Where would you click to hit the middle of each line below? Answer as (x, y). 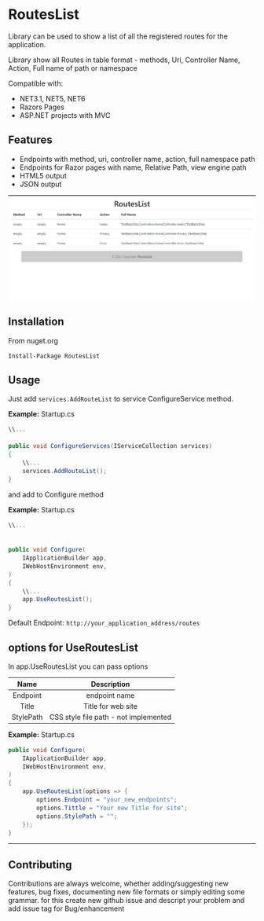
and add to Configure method (56, 494)
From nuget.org (33, 340)
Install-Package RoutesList (54, 356)
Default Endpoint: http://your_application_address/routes (104, 623)
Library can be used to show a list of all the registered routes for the (118, 36)
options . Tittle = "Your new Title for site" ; (112, 808)
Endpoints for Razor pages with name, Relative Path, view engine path (133, 167)
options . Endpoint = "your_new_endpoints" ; (107, 800)
